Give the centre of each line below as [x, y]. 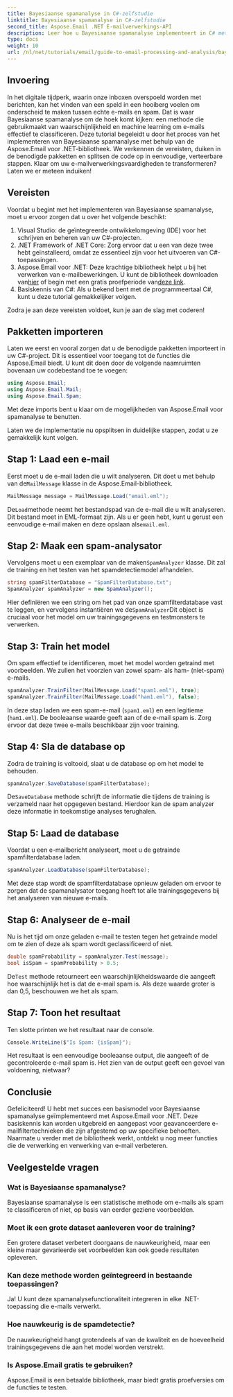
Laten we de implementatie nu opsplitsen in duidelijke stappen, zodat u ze [113, 430]
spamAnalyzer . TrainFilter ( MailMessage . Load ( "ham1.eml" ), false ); [103, 697]
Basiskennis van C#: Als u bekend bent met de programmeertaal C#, [115, 289]
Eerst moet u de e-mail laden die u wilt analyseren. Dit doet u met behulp [111, 476]
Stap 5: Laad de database [63, 833]
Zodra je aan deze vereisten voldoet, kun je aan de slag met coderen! [106, 310]
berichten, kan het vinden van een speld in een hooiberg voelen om [103, 104]
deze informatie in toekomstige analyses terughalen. [82, 812]
